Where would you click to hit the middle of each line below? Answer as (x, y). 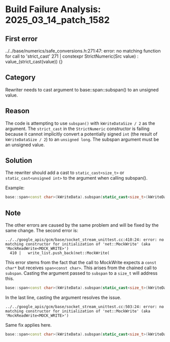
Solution (19, 161)
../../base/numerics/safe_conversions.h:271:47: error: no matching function (83, 51)
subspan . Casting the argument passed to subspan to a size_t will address (81, 273)
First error (22, 39)
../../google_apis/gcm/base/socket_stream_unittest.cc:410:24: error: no (85, 240)
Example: (15, 188)
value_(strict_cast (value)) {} (34, 61)
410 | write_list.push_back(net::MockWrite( (60, 253)
